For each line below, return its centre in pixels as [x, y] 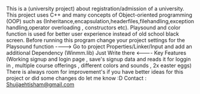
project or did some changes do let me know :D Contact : [76, 78]
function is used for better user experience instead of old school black [93, 34]
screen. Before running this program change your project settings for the [96, 40]
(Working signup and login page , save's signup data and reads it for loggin [99, 59]
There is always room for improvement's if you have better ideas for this [95, 72]
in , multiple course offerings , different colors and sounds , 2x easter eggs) [99, 65]
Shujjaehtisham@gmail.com [40, 84]
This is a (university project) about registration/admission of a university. [95, 9]
